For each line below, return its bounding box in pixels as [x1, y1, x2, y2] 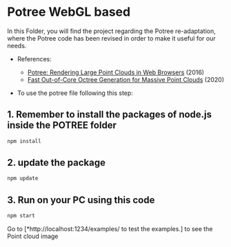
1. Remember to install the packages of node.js [7, 109, 212, 120]
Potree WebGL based [7, 4, 131, 20]
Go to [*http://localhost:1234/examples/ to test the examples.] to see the [7, 225, 213, 233]
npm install [7, 138, 41, 144]
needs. [7, 41, 27, 50]
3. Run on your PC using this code [7, 194, 155, 206]
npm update [7, 175, 39, 182]
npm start [7, 213, 36, 219]
